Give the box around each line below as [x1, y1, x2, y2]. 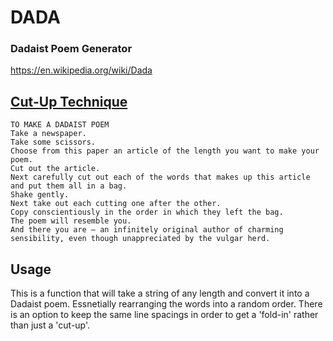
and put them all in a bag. [10, 181, 128, 191]
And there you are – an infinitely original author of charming [10, 225, 284, 235]
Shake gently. [10, 190, 70, 200]
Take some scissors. [10, 137, 97, 148]
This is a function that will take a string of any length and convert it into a [10, 287, 310, 300]
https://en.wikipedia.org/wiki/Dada [10, 64, 153, 76]
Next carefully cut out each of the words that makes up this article [10, 172, 311, 183]
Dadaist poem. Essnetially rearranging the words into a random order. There [10, 298, 323, 310]
